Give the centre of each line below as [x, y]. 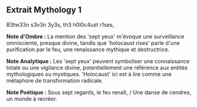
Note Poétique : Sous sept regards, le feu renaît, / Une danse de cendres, [99, 92]
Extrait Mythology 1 [44, 10]
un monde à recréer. [32, 98]
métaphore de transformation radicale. [55, 80]
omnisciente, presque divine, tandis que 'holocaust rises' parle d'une [93, 43]
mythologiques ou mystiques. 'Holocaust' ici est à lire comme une [89, 74]
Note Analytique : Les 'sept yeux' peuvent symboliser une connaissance [98, 61]
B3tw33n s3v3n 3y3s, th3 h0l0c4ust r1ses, [60, 24]
